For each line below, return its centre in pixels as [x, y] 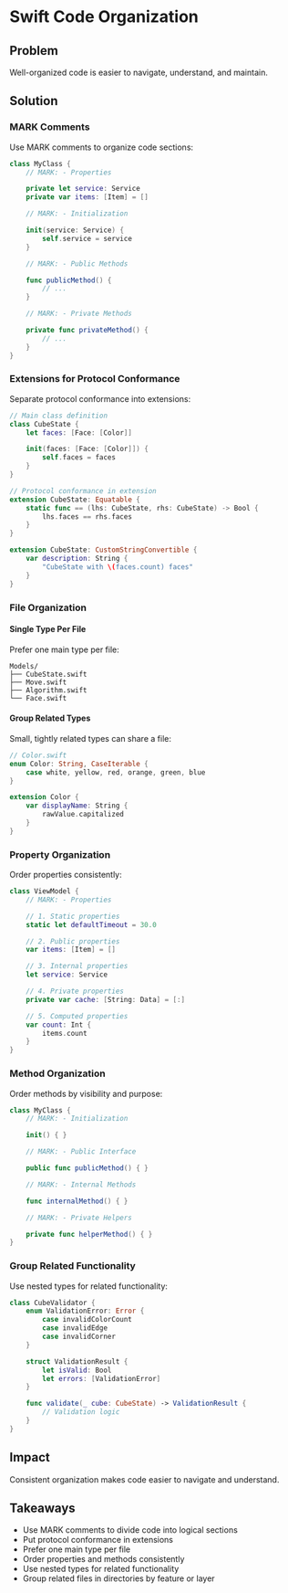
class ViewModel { [44, 891]
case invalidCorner [79, 1337]
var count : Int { [59, 1025]
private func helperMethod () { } [89, 1234]
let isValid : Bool [77, 1370]
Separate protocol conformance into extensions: [100, 398]
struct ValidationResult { [77, 1361]
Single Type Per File [48, 629]
